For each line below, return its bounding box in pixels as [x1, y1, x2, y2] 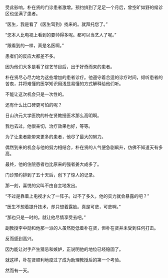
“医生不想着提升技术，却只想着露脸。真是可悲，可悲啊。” [5, 204, 121, 209]
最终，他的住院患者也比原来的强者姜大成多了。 [5, 161, 101, 167]
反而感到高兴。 [5, 235, 36, 241]
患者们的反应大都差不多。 [5, 53, 58, 59]
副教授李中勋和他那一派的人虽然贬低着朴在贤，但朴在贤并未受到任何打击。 [5, 225, 158, 231]
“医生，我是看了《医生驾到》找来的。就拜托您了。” [5, 21, 108, 27]
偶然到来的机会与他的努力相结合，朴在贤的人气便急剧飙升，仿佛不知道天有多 [5, 144, 163, 150]
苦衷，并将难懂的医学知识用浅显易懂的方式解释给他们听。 [5, 80, 123, 86]
